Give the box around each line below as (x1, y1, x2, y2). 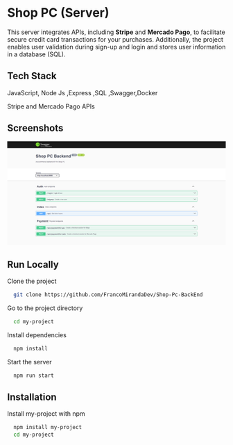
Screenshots (7, 122, 64, 134)
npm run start (13, 372, 54, 379)
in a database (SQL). (7, 50, 66, 58)
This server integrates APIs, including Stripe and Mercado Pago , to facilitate (7, 28, 225, 36)
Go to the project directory (7, 304, 83, 312)
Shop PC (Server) (7, 5, 110, 21)
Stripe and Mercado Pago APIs (7, 102, 95, 111)
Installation (7, 391, 57, 403)
